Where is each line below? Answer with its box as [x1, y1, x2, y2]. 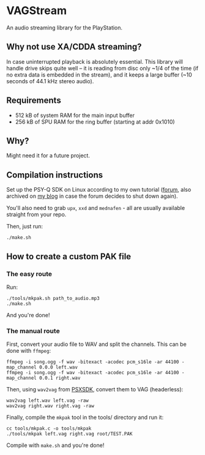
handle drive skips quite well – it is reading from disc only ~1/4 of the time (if [6, 64, 199, 72]
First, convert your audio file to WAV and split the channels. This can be [6, 340, 187, 348]
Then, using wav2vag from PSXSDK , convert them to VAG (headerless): [6, 386, 184, 393]
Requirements [6, 96, 61, 106]
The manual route [6, 326, 60, 335]
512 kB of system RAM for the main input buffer [15, 111, 135, 119]
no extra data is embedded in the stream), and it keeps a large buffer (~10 [6, 71, 193, 78]
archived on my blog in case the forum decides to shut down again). [6, 192, 179, 200]
